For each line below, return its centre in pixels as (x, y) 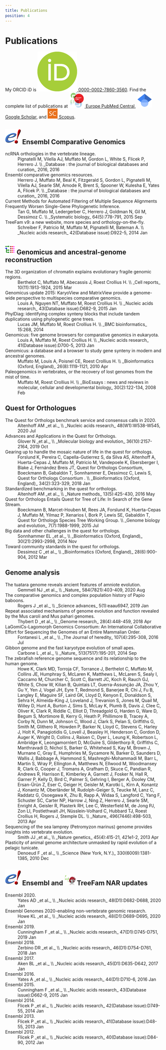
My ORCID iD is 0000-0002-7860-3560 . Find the (76, 90)
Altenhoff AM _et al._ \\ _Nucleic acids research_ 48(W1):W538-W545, (89, 425)
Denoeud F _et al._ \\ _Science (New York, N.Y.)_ (67, 853)
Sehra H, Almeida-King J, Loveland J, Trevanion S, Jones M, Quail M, (88, 700)
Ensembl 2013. (20, 1016)
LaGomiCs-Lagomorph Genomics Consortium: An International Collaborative (83, 627)
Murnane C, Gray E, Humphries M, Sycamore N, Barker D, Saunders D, (89, 753)
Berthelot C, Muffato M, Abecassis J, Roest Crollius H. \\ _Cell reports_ (89, 282)
